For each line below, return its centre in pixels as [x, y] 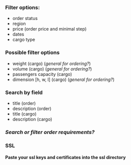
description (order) [32, 108]
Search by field [24, 92]
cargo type [24, 39]
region [19, 23]
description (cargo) [32, 119]
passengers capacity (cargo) [42, 74]
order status [25, 18]
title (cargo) [24, 113]
